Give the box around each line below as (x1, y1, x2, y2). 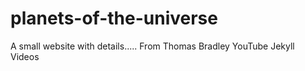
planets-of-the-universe (10, 7, 218, 30)
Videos (10, 50, 40, 62)
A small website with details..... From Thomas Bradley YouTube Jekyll (10, 40, 295, 52)
